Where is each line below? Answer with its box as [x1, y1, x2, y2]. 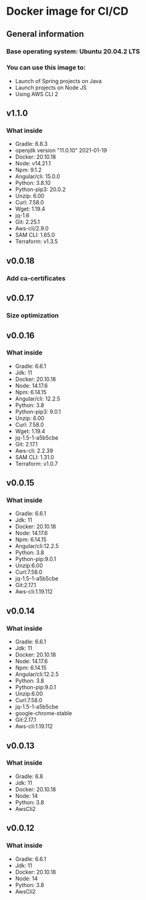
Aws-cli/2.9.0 [15, 225, 49, 232]
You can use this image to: [6, 63, 86, 72]
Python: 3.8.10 [15, 179, 51, 187]
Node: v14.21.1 [15, 160, 51, 167]
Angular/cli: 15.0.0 [15, 173, 60, 180]
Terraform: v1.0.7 [15, 460, 58, 467]
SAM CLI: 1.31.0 [15, 453, 55, 460]
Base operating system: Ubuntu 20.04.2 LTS [6, 47, 141, 56]
